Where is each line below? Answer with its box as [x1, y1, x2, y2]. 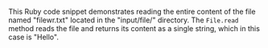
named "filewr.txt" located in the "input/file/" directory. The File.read [8, 15, 239, 25]
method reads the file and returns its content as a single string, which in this [8, 24, 260, 33]
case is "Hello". [8, 32, 59, 42]
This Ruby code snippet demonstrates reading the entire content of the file [8, 7, 256, 16]
